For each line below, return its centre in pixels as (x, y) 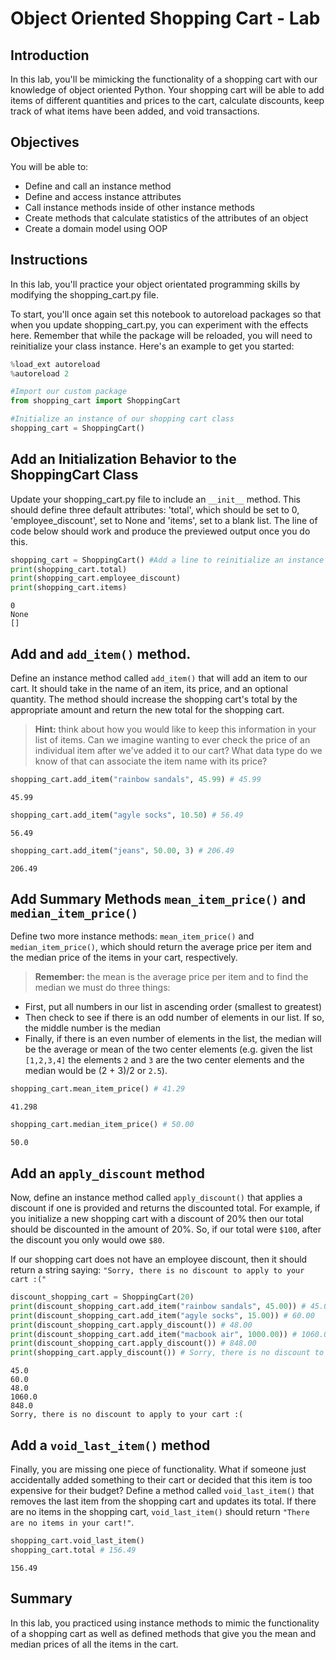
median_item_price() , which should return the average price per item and (161, 947)
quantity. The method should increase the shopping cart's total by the (154, 699)
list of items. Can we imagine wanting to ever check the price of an (172, 740)
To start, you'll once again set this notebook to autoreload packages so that (166, 314)
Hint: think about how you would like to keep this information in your (175, 729)
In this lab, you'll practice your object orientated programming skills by (155, 284)
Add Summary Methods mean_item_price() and (158, 899)
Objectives (45, 142)
